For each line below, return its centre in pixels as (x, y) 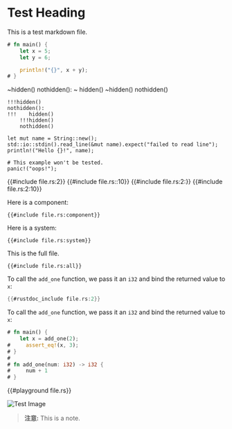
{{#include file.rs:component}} (54, 215)
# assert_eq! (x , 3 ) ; (43, 345)
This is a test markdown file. (47, 32)
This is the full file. (34, 253)
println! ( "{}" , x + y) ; (54, 70)
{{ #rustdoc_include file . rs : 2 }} (54, 299)
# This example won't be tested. (55, 163)
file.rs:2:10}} (25, 189)
